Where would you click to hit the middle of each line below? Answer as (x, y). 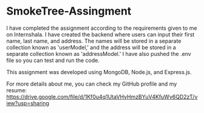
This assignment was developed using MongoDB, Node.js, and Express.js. (99, 72)
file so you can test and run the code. (53, 60)
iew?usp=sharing (28, 103)
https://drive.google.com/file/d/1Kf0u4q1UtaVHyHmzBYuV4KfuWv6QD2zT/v (102, 97)
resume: (17, 90)
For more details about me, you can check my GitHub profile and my (92, 84)
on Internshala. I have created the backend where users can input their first (100, 34)
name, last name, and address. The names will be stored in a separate (94, 41)
